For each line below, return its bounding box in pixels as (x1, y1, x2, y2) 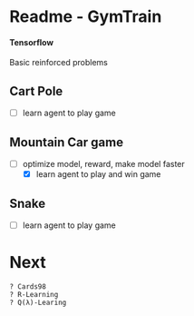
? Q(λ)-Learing (9, 298, 67, 308)
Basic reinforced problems (9, 57, 109, 68)
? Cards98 (9, 282, 47, 291)
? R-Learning (9, 291, 59, 300)
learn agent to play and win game (35, 169, 161, 180)
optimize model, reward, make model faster (22, 159, 186, 170)
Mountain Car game (9, 134, 124, 150)
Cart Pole (9, 84, 63, 99)
